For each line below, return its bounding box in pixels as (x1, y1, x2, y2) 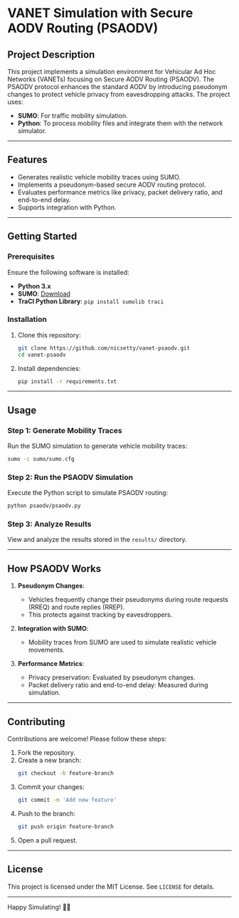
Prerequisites (7, 251, 55, 261)
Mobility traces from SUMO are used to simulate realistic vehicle (28, 638, 217, 647)
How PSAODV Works (7, 563, 102, 575)
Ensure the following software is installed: (7, 268, 129, 276)
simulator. (17, 127, 47, 135)
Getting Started (7, 230, 78, 243)
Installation (7, 315, 48, 325)
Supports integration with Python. (17, 203, 117, 212)
